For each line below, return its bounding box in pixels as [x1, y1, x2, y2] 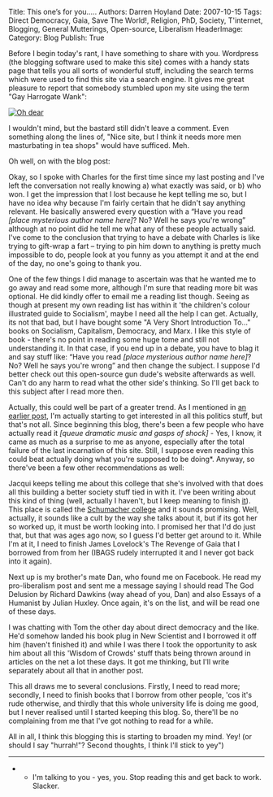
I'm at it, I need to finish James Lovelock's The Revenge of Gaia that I [8, 539, 240, 548]
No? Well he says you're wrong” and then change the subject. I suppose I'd [8, 361, 261, 370]
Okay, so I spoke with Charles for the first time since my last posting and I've [8, 172, 265, 181]
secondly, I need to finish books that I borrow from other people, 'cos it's [8, 690, 253, 699]
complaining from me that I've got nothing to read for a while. [8, 716, 214, 725]
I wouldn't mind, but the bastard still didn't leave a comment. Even [8, 124, 230, 133]
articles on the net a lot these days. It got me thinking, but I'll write [8, 657, 230, 666]
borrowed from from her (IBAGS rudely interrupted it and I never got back [8, 548, 254, 557]
